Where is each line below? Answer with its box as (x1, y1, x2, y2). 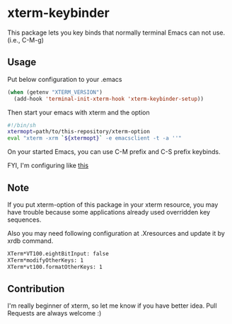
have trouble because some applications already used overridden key (7, 208, 211, 216)
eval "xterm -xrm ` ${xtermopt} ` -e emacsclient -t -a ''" (7, 135, 182, 142)
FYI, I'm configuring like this (7, 161, 89, 170)
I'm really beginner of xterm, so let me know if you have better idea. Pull (7, 301, 217, 310)
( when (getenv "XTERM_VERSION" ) (7, 88, 103, 96)
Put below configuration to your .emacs (7, 75, 122, 83)
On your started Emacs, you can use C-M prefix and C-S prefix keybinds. (7, 148, 221, 156)
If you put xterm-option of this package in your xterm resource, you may (7, 200, 219, 209)
